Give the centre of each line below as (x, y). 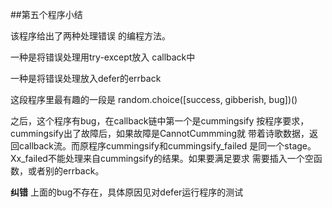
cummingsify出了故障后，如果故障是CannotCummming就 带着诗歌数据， (160, 133)
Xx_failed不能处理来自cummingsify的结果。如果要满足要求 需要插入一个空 (162, 158)
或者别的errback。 (66, 171)
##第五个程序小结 (46, 14)
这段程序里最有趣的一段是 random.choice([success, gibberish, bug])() (154, 99)
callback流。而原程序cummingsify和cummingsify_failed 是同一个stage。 (167, 146)
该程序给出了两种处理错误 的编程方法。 (90, 36)
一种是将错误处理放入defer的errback (86, 78)
